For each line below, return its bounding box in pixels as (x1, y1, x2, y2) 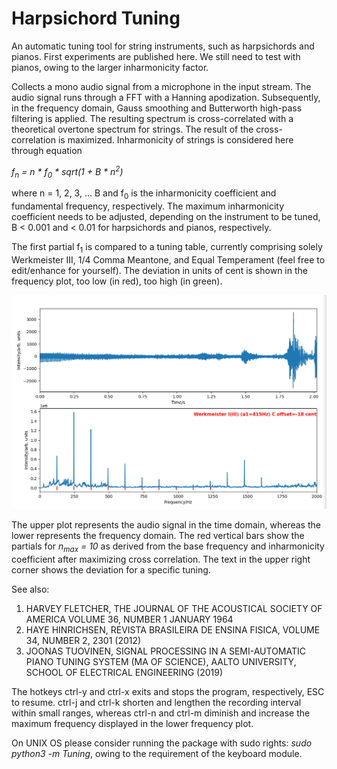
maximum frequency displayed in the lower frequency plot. (11, 717, 254, 729)
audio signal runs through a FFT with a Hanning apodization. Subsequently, (11, 91, 321, 103)
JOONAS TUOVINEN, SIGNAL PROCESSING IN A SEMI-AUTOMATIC (25, 645, 306, 657)
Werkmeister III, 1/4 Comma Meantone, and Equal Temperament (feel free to (11, 253, 326, 266)
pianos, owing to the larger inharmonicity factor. (11, 61, 209, 73)
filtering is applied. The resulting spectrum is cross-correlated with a (11, 112, 294, 124)
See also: (11, 583, 50, 595)
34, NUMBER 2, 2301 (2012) (25, 634, 142, 646)
